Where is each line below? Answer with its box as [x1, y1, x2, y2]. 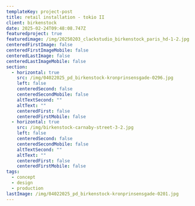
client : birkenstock [6, 20, 57, 26]
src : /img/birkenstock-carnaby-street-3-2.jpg [17, 125, 134, 131]
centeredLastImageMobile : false [6, 58, 86, 64]
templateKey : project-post [6, 8, 73, 15]
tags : [6, 169, 20, 175]
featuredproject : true [6, 31, 62, 37]
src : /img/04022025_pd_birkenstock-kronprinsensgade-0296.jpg [17, 75, 174, 81]
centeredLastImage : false [6, 53, 70, 59]
